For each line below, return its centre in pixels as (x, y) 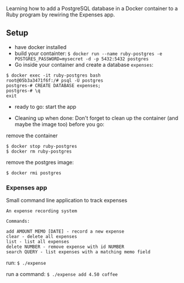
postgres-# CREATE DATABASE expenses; (53, 85)
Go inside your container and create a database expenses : (84, 64)
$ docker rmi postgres (34, 173)
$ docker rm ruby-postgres (39, 151)
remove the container (32, 135)
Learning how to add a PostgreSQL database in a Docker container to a (92, 8)
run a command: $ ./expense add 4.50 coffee (62, 274)
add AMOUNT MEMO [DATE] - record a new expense (65, 232)
